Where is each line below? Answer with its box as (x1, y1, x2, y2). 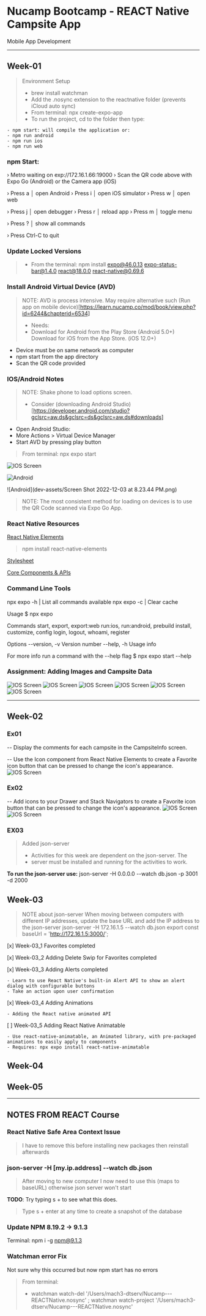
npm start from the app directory (15, 353, 98, 360)
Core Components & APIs (7, 569, 71, 576)
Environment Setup (21, 77, 71, 85)
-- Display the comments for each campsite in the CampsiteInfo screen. (7, 743, 188, 751)
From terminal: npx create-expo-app (31, 108, 123, 116)
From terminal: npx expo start (21, 450, 97, 457)
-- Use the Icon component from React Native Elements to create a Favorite (7, 755, 197, 763)
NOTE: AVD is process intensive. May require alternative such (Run (21, 296, 191, 304)
